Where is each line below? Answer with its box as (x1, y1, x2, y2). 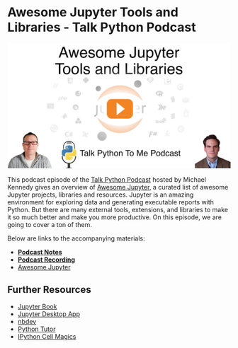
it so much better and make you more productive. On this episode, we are (7, 213, 222, 221)
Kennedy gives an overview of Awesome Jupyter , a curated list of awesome (7, 183, 229, 192)
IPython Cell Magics (17, 332, 76, 341)
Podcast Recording (17, 255, 76, 264)
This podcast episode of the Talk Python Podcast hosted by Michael (7, 175, 207, 184)
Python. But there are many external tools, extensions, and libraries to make (7, 206, 229, 214)
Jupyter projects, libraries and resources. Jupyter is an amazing (7, 190, 194, 199)
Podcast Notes (17, 248, 62, 257)
